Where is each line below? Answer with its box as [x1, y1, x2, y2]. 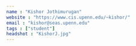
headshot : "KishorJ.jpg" [6, 31, 71, 37]
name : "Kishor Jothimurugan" [6, 8, 82, 15]
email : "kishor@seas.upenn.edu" [6, 20, 90, 26]
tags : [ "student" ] [6, 25, 55, 32]
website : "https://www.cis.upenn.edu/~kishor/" [6, 14, 131, 20]
